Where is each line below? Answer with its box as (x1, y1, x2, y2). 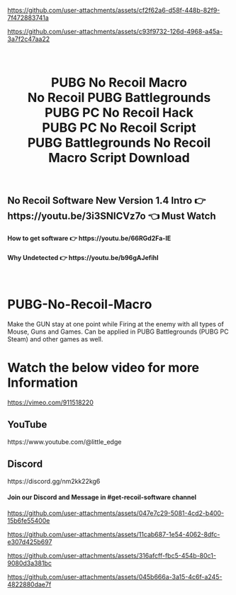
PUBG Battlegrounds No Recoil (27, 135, 211, 151)
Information (7, 375, 78, 391)
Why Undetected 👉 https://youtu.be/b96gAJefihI (7, 253, 159, 261)
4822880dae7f (7, 580, 52, 589)
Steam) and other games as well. (7, 335, 103, 344)
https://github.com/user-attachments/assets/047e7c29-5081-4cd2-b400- (7, 509, 225, 517)
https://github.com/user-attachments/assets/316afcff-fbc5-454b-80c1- (7, 551, 216, 560)
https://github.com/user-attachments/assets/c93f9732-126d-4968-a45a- (7, 28, 223, 35)
